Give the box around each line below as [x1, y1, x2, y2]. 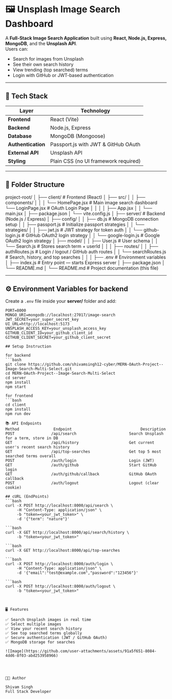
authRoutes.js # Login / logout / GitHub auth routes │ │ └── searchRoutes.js [5, 248, 166, 255]
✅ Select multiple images [5, 622, 61, 627]
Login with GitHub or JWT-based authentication [12, 72, 114, 78]
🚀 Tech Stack [5, 92, 48, 101]
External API [8, 149, 39, 156]
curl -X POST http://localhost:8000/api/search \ [5, 503, 114, 508]
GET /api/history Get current [5, 440, 155, 445]
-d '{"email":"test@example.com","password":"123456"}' [16, 570, 139, 576]
